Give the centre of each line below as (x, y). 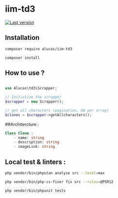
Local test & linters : (36, 162)
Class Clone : (19, 133)
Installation (22, 38)
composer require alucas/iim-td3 (39, 49)
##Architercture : (22, 124)
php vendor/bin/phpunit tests (36, 191)
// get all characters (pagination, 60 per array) (57, 110)
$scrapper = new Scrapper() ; (34, 102)
